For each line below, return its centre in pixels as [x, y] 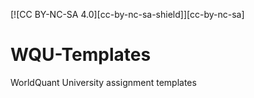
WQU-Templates [81, 55]
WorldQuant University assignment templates [103, 82]
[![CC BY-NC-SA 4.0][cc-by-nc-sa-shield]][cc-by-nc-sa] [127, 14]
